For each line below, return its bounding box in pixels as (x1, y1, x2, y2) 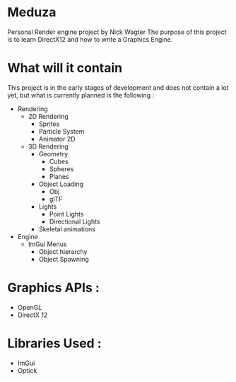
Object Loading (38, 180, 83, 188)
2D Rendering (28, 112, 69, 120)
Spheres (49, 164, 74, 173)
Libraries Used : (7, 335, 102, 351)
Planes (49, 172, 69, 180)
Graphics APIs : (7, 280, 100, 296)
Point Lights (49, 209, 84, 218)
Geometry (38, 149, 69, 158)
